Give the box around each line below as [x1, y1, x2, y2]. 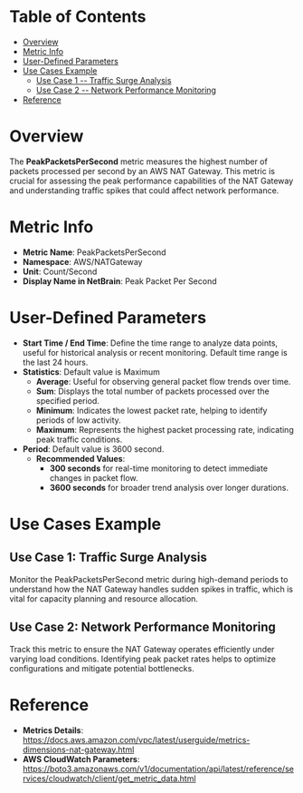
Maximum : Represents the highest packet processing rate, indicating [35, 424, 294, 435]
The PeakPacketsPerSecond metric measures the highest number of [9, 156, 269, 167]
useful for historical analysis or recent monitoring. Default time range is [22, 347, 288, 357]
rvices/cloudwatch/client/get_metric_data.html [22, 773, 196, 784]
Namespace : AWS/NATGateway [22, 256, 143, 267]
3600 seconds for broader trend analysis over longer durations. [49, 482, 289, 493]
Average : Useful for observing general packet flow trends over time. [35, 376, 291, 387]
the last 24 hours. [22, 357, 89, 367]
